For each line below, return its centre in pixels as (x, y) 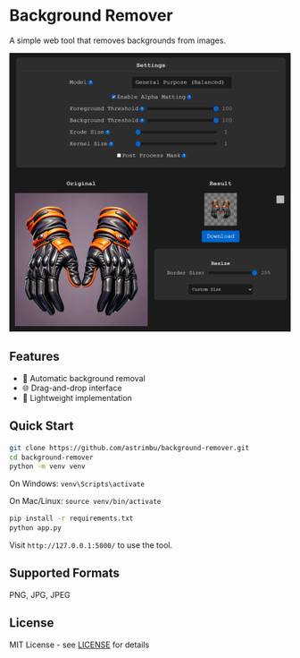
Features (34, 357)
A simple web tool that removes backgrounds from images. (117, 40)
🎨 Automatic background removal (83, 378)
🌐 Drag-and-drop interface (72, 388)
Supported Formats (65, 573)
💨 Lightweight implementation (77, 397)
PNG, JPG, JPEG (40, 594)
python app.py (36, 528)
